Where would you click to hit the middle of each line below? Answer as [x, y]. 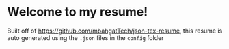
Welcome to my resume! [78, 12]
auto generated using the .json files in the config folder [85, 37]
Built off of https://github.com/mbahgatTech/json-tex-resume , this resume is [115, 31]
